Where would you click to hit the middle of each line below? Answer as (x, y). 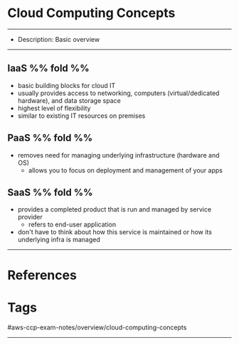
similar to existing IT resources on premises (81, 116)
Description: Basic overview (59, 39)
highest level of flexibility (54, 108)
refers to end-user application (72, 224)
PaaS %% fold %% (50, 138)
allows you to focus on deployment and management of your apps (125, 170)
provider (30, 217)
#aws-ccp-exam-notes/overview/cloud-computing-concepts (97, 327)
